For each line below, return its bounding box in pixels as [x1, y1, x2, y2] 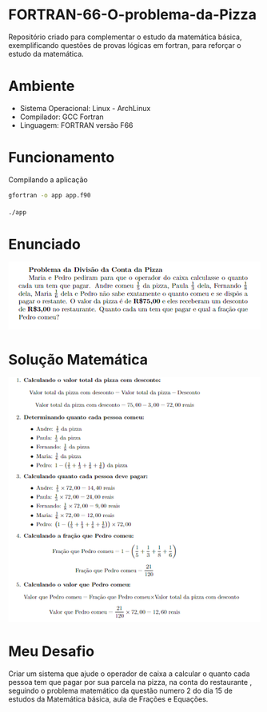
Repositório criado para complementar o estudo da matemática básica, [8, 32, 242, 42]
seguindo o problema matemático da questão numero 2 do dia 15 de [8, 686, 233, 695]
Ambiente [8, 78, 75, 95]
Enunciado [8, 235, 82, 253]
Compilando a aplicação [8, 174, 88, 185]
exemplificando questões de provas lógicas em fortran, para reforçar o [8, 40, 241, 50]
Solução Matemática [8, 350, 148, 368]
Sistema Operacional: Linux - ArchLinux [19, 103, 151, 113]
